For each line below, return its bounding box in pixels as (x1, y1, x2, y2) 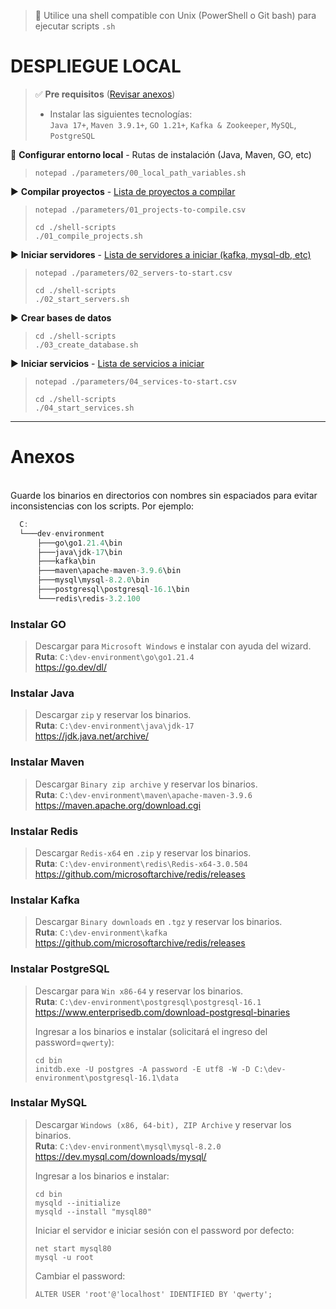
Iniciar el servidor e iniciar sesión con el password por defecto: (34, 1224, 295, 1236)
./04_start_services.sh (34, 403, 135, 413)
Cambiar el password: (34, 1270, 126, 1282)
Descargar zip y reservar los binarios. (34, 709, 192, 721)
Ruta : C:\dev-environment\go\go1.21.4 (34, 651, 195, 663)
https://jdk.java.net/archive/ (34, 730, 150, 742)
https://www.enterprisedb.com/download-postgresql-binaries (34, 1006, 291, 1018)
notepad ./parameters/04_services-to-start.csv (34, 376, 237, 387)
